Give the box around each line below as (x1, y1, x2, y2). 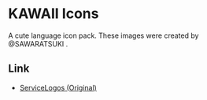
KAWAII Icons (8, 5, 99, 23)
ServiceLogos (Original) (19, 83, 97, 92)
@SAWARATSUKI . (8, 39, 68, 48)
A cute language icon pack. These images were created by (8, 31, 199, 40)
